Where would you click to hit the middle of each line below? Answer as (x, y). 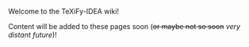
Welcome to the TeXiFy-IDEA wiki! (64, 11)
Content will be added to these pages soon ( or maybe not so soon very (124, 26)
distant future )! (33, 35)
